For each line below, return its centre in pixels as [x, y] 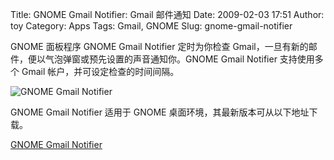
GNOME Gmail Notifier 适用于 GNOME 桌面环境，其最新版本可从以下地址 [160, 112]
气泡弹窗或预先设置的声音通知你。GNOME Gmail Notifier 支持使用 [179, 59]
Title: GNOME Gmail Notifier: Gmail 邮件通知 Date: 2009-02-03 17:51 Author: [167, 14]
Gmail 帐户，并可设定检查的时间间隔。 [100, 71]
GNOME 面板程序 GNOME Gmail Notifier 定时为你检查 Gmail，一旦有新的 [159, 46]
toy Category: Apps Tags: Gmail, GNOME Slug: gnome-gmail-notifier [151, 26]
